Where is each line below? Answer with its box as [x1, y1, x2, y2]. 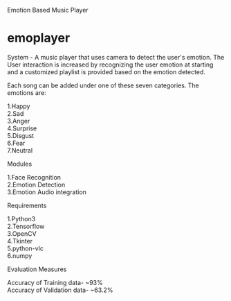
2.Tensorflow [7, 222, 45, 230]
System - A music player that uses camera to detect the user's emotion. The [7, 53, 225, 61]
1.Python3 [7, 214, 36, 223]
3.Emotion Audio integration [7, 187, 86, 196]
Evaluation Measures [7, 265, 67, 273]
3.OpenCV [7, 229, 37, 238]
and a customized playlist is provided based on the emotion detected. [7, 67, 206, 76]
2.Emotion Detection [7, 180, 66, 189]
